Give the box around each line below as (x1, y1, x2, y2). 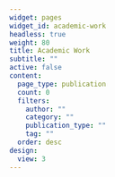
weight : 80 (9, 38, 50, 47)
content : (9, 72, 42, 80)
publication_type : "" (25, 122, 106, 131)
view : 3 (17, 154, 47, 164)
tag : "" (25, 130, 54, 139)
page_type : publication (17, 80, 106, 88)
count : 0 (17, 88, 50, 97)
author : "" (25, 105, 66, 114)
